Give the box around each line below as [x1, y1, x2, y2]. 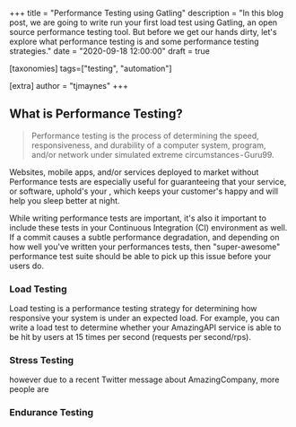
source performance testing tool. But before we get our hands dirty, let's [9, 27, 277, 37]
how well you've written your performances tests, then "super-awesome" [9, 241, 281, 252]
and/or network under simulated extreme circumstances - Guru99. [30, 149, 275, 160]
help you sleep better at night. [9, 195, 120, 205]
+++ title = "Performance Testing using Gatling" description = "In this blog [9, 8, 284, 18]
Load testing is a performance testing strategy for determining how [9, 303, 257, 314]
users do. [9, 260, 45, 271]
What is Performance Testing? [9, 107, 183, 122]
